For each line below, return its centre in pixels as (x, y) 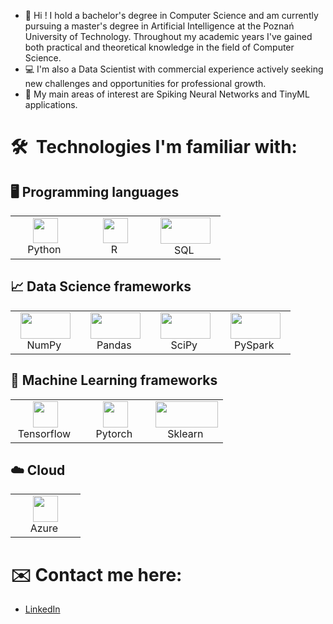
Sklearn (185, 433)
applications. (51, 104)
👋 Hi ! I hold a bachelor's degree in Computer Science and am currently (171, 15)
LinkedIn (42, 609)
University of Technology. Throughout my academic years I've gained (168, 36)
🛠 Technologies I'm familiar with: (154, 147)
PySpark (254, 345)
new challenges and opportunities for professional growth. (145, 83)
